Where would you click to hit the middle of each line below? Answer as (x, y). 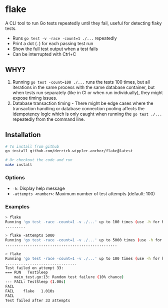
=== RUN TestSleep (27, 272)
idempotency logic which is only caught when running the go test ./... (87, 114)
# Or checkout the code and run (39, 160)
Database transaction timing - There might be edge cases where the (83, 103)
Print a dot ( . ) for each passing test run (53, 43)
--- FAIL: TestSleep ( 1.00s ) (35, 282)
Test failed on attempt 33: (34, 268)
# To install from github (32, 146)
